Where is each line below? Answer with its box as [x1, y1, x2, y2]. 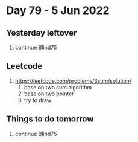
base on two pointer [24, 90, 74, 97]
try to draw [24, 96, 52, 103]
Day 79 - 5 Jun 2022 [6, 4, 110, 18]
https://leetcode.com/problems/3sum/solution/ [14, 77, 131, 85]
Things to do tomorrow [6, 114, 94, 124]
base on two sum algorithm [24, 83, 92, 91]
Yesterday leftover [6, 28, 77, 38]
